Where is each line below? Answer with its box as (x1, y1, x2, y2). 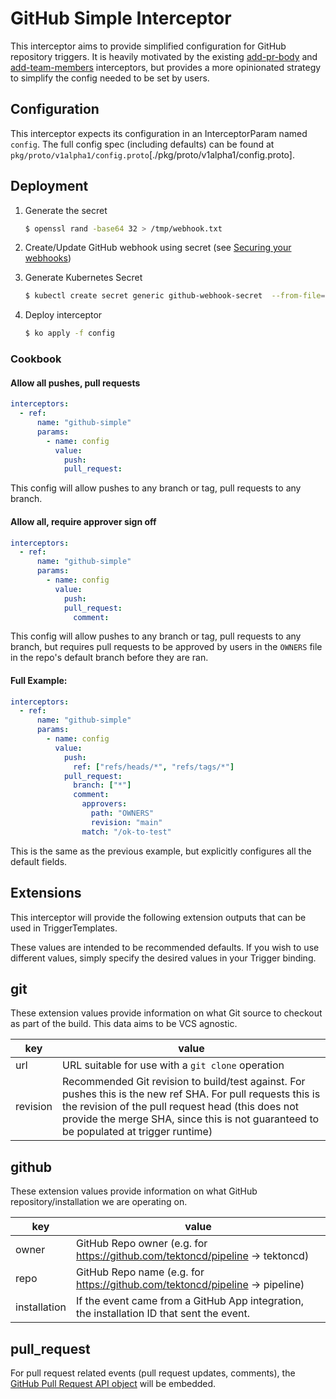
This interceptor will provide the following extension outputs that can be (10, 911, 307, 923)
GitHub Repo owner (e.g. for (75, 1237, 208, 1251)
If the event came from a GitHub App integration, (75, 1294, 305, 1308)
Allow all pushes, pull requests (10, 377, 141, 389)
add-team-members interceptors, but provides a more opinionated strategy (10, 61, 322, 73)
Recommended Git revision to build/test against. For (62, 1075, 306, 1089)
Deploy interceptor (24, 309, 103, 321)
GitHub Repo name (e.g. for (75, 1265, 205, 1279)
